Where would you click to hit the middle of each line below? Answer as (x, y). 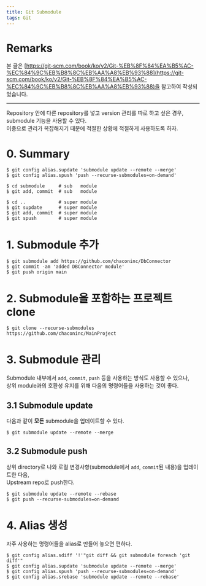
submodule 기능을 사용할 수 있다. (47, 121)
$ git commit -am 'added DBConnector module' (65, 267)
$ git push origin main (37, 272)
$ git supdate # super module (52, 208)
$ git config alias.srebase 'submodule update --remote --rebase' (93, 577)
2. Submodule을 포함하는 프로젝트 (90, 298)
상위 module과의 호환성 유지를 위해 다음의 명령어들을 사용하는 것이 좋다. (93, 386)
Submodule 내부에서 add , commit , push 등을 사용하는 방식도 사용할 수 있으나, (98, 378)
